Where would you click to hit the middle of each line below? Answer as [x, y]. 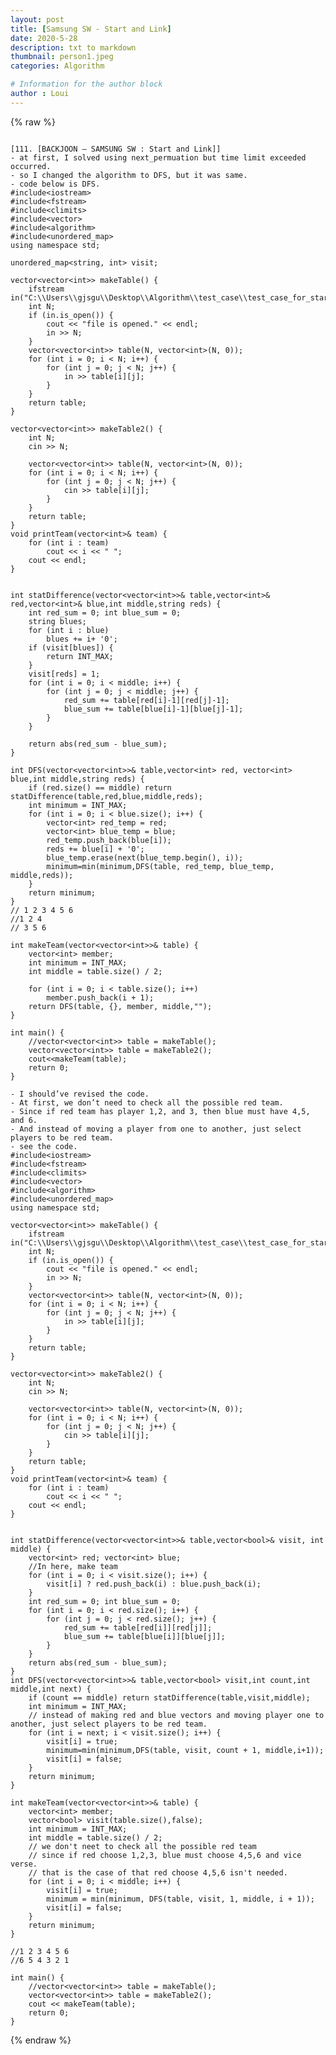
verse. [24, 1864]
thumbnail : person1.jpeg [62, 57]
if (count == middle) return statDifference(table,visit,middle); [169, 1697]
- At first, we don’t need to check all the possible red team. [147, 1102]
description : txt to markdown [73, 47]
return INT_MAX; [80, 656]
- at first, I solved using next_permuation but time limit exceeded [158, 157]
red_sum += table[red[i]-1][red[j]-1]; [146, 700]
